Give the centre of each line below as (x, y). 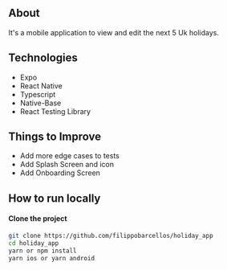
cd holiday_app (34, 243)
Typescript (38, 94)
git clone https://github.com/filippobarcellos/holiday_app (111, 236)
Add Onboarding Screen (60, 173)
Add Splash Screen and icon (67, 165)
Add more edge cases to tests (70, 156)
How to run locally (55, 198)
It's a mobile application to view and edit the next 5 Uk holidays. (113, 32)
